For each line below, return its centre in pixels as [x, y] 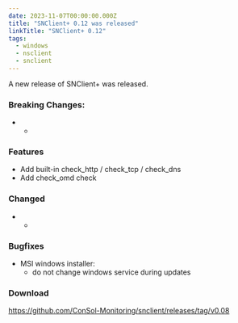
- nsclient [34, 53]
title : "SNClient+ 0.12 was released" [73, 23]
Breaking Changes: [47, 104]
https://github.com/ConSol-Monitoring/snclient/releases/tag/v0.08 [119, 311]
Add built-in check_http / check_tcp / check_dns [100, 170]
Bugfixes [26, 245]
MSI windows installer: [57, 264]
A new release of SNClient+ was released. [78, 84]
